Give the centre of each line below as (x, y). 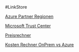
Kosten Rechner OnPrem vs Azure (39, 45)
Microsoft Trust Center (28, 26)
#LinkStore (16, 7)
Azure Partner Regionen (29, 16)
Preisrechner (18, 35)
